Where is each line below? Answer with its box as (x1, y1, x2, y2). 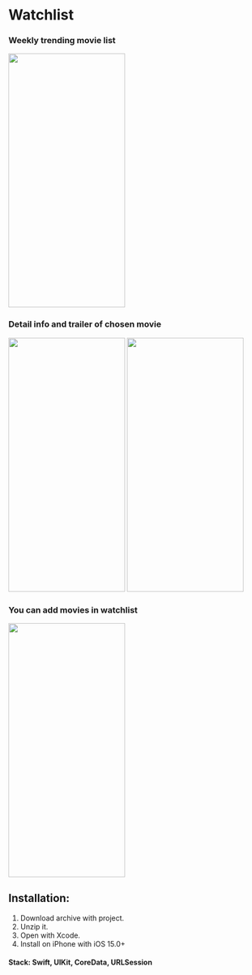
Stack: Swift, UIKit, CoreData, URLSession (8, 957, 152, 968)
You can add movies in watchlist (8, 604, 138, 615)
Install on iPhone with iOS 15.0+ (19, 938, 126, 948)
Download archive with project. (19, 912, 125, 923)
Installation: (8, 891, 70, 905)
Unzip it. (19, 921, 49, 931)
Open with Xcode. (19, 930, 81, 940)
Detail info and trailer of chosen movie (8, 318, 162, 330)
